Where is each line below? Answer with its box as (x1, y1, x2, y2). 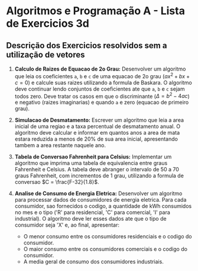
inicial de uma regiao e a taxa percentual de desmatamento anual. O (14, 123, 181, 130)
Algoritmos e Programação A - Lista (6, 4, 185, 18)
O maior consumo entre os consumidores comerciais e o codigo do (23, 246, 188, 253)
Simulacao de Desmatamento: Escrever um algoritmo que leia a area (14, 117, 184, 124)
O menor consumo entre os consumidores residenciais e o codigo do (23, 233, 192, 240)
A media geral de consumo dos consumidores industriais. (23, 258, 164, 265)
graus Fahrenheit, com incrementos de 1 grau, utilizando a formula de (14, 172, 184, 179)
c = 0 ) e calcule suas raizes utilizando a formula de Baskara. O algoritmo (14, 79, 192, 86)
